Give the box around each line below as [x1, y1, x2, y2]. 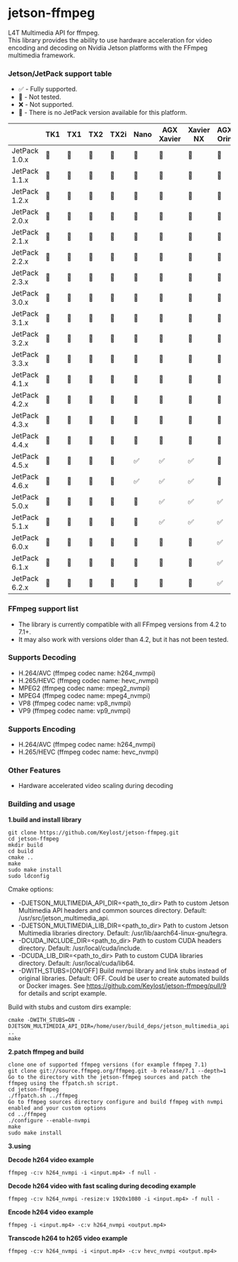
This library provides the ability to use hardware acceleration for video [8, 35, 213, 44]
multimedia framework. [8, 51, 76, 60]
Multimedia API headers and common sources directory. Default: [18, 906, 207, 915]
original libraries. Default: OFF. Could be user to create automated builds [18, 974, 230, 982]
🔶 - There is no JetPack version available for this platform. [18, 108, 188, 117]
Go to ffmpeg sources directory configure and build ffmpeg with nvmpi [8, 1098, 223, 1105]
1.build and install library [8, 815, 82, 823]
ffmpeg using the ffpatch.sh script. [8, 1079, 119, 1087]
